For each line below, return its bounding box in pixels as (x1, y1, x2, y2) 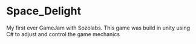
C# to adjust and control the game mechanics (6, 30, 120, 37)
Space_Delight (6, 4, 82, 18)
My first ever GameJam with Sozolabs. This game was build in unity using (6, 24, 191, 31)
